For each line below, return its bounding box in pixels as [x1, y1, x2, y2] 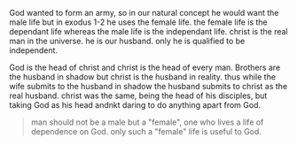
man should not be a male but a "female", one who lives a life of [30, 117, 264, 127]
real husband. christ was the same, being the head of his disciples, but [9, 90, 268, 101]
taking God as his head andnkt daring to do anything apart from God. [9, 100, 262, 110]
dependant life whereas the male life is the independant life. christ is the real [9, 27, 288, 36]
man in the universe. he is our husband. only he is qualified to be [9, 35, 246, 46]
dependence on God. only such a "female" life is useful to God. [30, 126, 262, 136]
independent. [9, 45, 59, 56]
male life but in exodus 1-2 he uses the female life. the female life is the [9, 17, 268, 27]
